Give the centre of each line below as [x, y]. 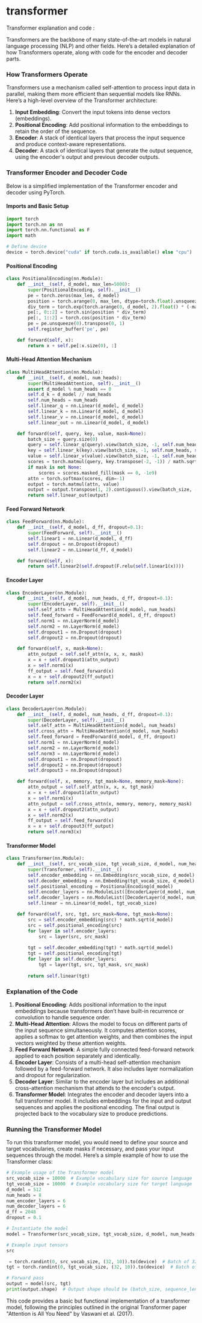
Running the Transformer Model [54, 1129]
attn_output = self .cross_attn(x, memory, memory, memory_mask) [110, 804]
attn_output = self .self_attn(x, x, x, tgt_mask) [91, 787]
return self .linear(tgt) [59, 976]
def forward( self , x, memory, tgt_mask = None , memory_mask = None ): [101, 781]
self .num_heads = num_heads [63, 400]
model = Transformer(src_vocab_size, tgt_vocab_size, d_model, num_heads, [102, 1234]
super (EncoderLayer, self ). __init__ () [76, 604]
